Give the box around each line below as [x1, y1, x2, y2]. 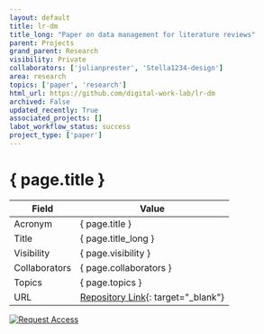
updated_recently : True [9, 106, 99, 115]
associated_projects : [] [9, 114, 103, 123]
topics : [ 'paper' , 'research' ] [9, 80, 127, 89]
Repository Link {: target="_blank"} [79, 291, 225, 303]
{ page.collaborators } [79, 261, 173, 274]
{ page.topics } [79, 276, 142, 289]
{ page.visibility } [79, 246, 151, 259]
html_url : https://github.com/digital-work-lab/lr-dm [9, 88, 216, 97]
